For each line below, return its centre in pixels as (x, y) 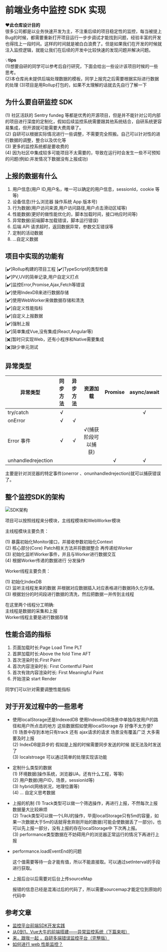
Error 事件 (19, 441)
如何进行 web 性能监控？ (38, 945)
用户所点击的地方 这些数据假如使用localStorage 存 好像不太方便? (87, 726)
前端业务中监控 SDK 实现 (55, 10)
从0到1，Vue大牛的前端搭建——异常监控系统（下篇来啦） (71, 932)
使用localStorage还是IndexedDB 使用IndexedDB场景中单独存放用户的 (83, 719)
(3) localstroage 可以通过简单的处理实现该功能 (60, 757)
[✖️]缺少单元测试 (22, 347)
